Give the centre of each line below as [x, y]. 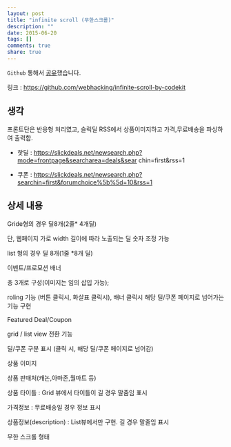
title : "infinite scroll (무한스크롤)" [61, 20]
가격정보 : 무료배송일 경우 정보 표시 [54, 407]
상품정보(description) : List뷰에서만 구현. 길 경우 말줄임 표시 [88, 421]
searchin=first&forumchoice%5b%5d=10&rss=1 [85, 182]
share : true [24, 53]
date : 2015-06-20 [32, 33]
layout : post [26, 13]
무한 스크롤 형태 [29, 437]
